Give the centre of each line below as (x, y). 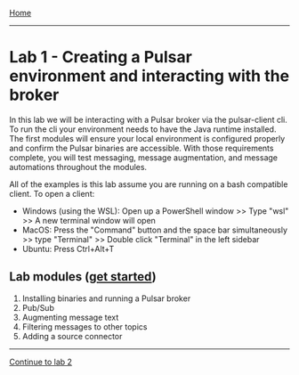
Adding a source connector (72, 336)
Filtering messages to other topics (85, 326)
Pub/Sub (38, 307)
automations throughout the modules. (78, 167)
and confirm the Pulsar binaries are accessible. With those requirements (141, 148)
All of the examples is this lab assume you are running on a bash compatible (149, 184)
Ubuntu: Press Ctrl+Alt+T (68, 249)
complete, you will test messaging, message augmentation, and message (144, 157)
